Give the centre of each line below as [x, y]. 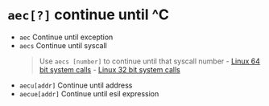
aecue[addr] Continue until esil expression [89, 93]
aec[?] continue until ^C [89, 15]
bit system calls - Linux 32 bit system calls [110, 69]
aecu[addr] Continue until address [76, 85]
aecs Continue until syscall [63, 45]
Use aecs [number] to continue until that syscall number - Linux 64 [150, 61]
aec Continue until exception [66, 37]
